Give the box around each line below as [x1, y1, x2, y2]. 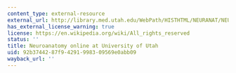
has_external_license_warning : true [7, 23, 114, 30]
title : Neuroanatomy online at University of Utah [7, 42, 159, 49]
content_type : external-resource [7, 10, 105, 17]
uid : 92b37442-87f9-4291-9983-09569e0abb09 [7, 49, 137, 56]
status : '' [7, 36, 39, 43]
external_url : [7, 17, 49, 24]
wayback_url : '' [7, 56, 55, 63]
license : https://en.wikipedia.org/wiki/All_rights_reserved [7, 29, 190, 37]
